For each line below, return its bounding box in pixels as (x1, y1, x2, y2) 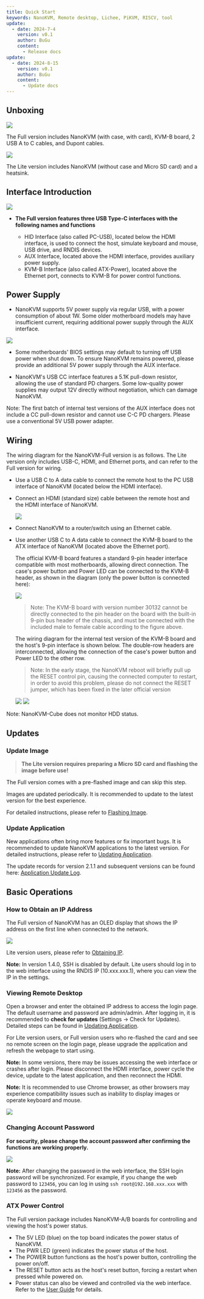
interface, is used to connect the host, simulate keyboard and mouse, (24, 239, 199, 247)
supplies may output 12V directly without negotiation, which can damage (15, 386, 198, 394)
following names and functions (15, 221, 96, 228)
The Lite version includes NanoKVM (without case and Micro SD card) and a (6, 162, 198, 170)
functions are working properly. (6, 1143, 89, 1151)
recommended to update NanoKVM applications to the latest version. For (6, 844, 190, 852)
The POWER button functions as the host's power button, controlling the (15, 1253, 197, 1261)
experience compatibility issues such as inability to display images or (6, 1090, 180, 1097)
